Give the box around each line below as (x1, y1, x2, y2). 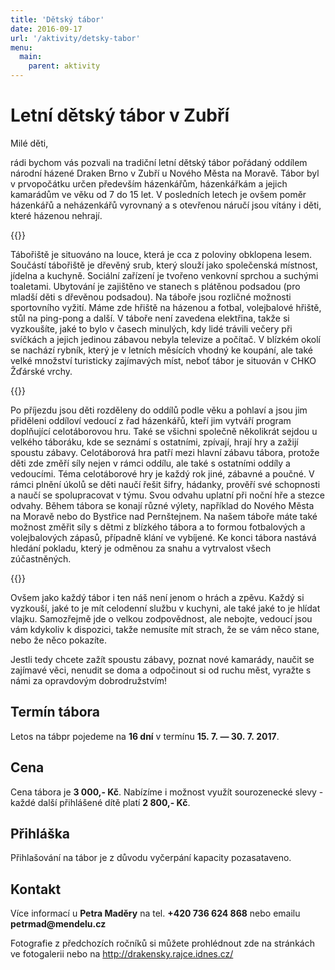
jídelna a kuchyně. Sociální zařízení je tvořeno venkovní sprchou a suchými (10, 269, 319, 281)
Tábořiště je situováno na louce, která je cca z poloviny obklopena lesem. (10, 248, 313, 260)
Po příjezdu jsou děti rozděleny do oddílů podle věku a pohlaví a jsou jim (10, 404, 308, 416)
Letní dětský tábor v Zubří (10, 104, 230, 127)
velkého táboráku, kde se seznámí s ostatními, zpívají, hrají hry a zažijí (10, 436, 299, 448)
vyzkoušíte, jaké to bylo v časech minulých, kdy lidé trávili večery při (10, 322, 293, 335)
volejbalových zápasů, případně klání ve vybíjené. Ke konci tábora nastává (10, 531, 317, 543)
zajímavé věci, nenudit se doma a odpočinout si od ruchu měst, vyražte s (10, 664, 312, 676)
